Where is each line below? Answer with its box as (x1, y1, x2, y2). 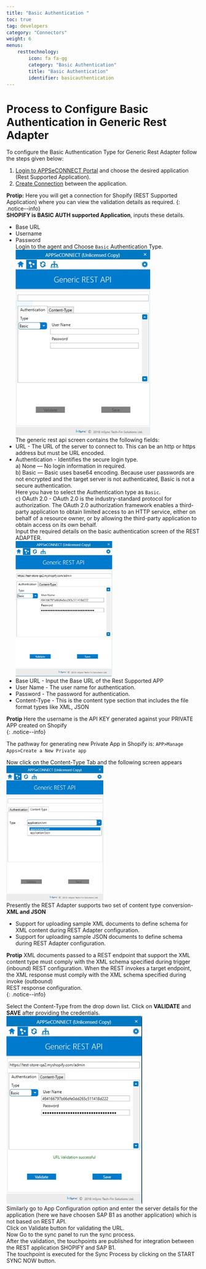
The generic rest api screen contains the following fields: (15, 437, 160, 444)
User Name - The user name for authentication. (15, 684, 136, 691)
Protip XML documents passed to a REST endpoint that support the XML (6, 952, 191, 959)
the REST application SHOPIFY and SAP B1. (6, 1244, 116, 1251)
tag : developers (6, 23, 48, 29)
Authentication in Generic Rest (6, 115, 167, 129)
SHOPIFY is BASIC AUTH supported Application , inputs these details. (6, 211, 184, 219)
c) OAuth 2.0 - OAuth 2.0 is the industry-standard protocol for (15, 495, 172, 502)
